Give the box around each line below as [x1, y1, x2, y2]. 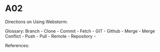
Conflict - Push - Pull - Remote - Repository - [5, 33, 96, 39]
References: [5, 42, 29, 48]
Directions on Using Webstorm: [5, 19, 68, 25]
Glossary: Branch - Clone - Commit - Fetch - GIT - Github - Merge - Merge [5, 28, 155, 34]
